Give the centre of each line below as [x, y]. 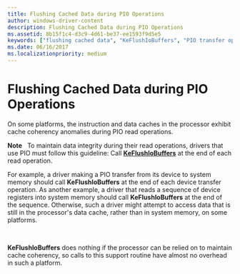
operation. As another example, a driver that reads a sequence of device [114, 189]
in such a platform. [35, 263]
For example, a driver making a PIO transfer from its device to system [109, 174]
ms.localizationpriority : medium [57, 54]
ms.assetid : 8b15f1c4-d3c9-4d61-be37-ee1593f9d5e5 [84, 34]
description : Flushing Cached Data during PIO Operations [95, 27]
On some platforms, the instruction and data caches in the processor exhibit [119, 124]
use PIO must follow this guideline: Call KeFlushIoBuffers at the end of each [120, 153]
